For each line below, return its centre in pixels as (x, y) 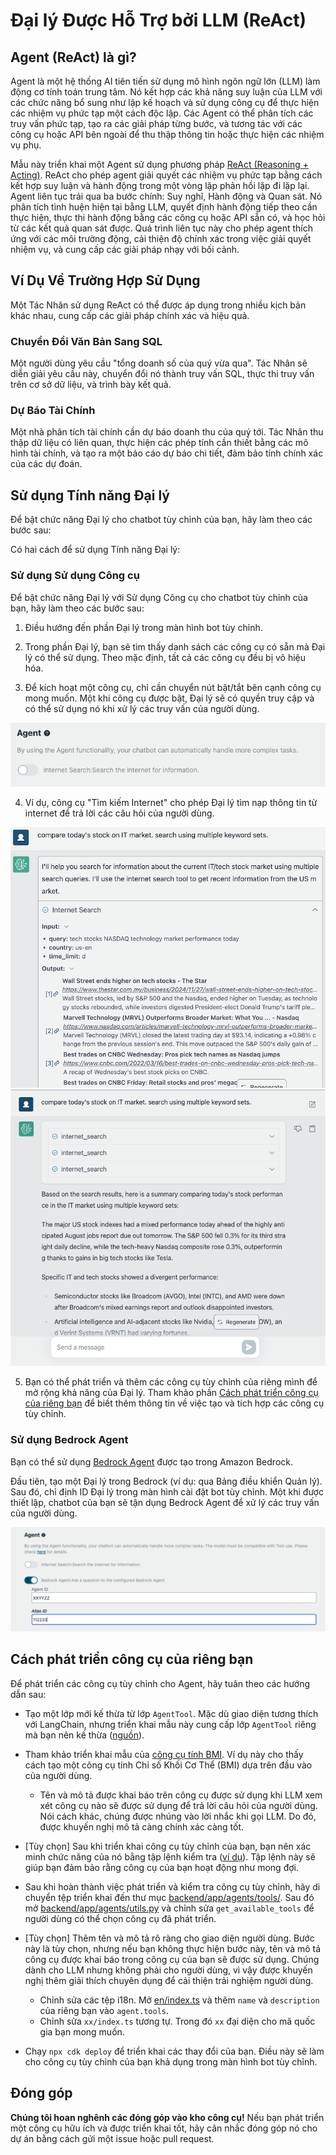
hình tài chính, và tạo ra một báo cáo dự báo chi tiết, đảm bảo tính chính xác (167, 453)
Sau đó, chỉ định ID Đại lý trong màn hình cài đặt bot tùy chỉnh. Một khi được (167, 1491)
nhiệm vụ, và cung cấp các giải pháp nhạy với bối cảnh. (125, 249)
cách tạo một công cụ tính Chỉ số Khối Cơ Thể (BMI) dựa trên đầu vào (168, 1765)
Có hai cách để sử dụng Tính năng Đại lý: (95, 550)
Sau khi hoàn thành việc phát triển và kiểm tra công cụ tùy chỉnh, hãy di (172, 1886)
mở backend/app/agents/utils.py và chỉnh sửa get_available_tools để (169, 1908)
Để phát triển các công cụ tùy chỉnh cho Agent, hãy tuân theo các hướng (160, 1683)
